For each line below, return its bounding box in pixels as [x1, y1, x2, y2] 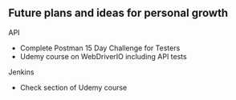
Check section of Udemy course [19, 82, 128, 92]
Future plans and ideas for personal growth [8, 6, 229, 20]
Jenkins [8, 67, 35, 77]
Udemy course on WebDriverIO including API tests [19, 51, 187, 61]
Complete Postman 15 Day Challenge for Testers [19, 43, 181, 53]
